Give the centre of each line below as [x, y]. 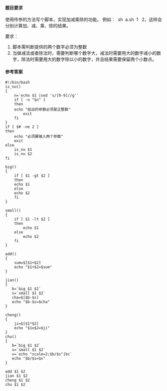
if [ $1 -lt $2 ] [32, 219]
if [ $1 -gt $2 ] [32, 176]
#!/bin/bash [17, 83]
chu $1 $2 [15, 385]
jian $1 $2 [16, 376]
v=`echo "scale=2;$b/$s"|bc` [42, 354]
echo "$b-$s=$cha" [31, 302]
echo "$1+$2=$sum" [33, 267]
